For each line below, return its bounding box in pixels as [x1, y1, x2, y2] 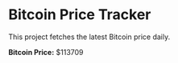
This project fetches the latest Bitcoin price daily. [8, 32, 171, 41]
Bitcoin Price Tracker [8, 6, 151, 24]
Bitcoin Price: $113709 [8, 47, 84, 57]
